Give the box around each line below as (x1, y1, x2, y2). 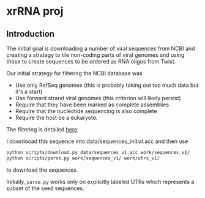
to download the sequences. (6, 166, 78, 174)
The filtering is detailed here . (6, 126, 79, 133)
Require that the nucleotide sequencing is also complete (15, 108, 157, 114)
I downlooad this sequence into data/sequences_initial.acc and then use (6, 137, 188, 145)
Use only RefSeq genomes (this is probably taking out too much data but (15, 81, 199, 89)
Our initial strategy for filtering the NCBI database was (6, 70, 143, 77)
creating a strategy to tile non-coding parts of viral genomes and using (6, 51, 185, 59)
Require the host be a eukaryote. (15, 114, 98, 121)
